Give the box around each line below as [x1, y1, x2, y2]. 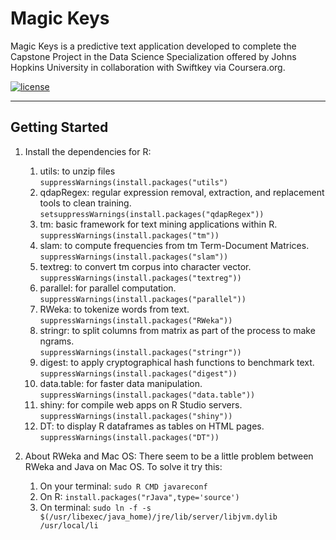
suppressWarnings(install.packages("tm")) [39, 230, 220, 241]
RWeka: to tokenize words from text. [39, 303, 190, 315]
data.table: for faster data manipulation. [39, 377, 203, 389]
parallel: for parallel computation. [39, 282, 177, 294]
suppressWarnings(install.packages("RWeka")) [39, 315, 233, 326]
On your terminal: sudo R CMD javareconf [39, 480, 208, 492]
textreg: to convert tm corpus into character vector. [39, 260, 252, 272]
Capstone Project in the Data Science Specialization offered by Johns [10, 50, 297, 62]
